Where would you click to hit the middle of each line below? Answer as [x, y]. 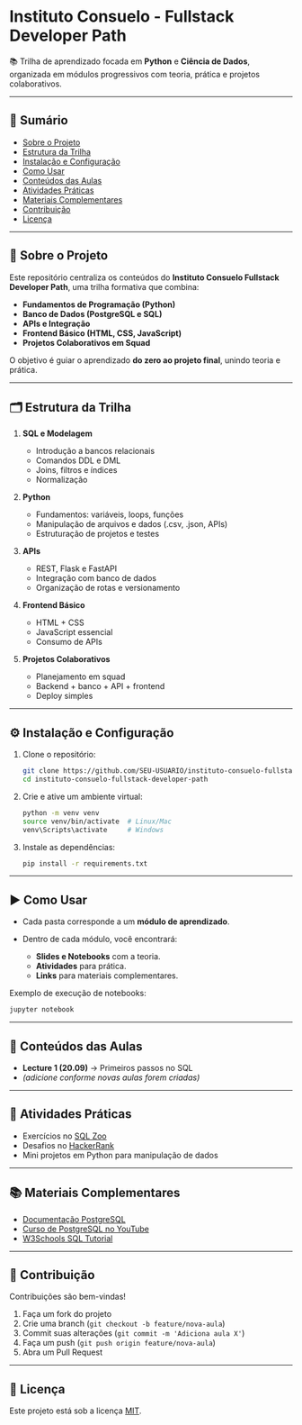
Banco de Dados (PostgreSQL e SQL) [92, 313]
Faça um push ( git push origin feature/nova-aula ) [119, 1343]
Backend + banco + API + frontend [100, 686]
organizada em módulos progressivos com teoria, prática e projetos [135, 74]
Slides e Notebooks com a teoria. [98, 957]
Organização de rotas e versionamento [108, 588]
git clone [41, 771]
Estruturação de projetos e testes [98, 534]
